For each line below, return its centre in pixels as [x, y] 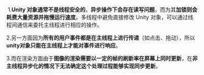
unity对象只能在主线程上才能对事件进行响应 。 [64, 45]
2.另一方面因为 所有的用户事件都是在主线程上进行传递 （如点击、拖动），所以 [101, 38]
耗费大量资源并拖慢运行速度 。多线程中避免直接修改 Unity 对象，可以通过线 [100, 17]
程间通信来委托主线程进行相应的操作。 [54, 25]
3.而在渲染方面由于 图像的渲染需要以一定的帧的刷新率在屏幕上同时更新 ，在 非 [102, 58]
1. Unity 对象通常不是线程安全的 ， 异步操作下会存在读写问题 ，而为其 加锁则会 [103, 9]
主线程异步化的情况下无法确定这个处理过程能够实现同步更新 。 [84, 66]
